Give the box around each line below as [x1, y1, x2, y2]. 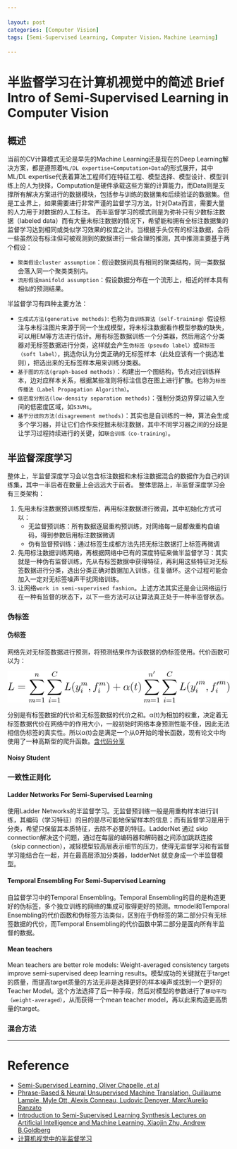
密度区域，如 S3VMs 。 [36, 403, 96, 411]
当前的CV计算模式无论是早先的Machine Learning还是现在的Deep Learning [7, 155, 223, 164]
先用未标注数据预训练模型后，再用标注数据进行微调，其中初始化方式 [17, 504, 216, 513]
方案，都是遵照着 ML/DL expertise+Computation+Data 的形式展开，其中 [13, 164, 214, 172]
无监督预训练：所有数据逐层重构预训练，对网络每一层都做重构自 [28, 522, 214, 530]
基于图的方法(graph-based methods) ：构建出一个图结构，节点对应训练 [17, 367, 215, 376]
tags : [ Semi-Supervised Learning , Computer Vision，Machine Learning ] [7, 34, 219, 41]
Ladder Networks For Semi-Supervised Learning [7, 790, 153, 798]
